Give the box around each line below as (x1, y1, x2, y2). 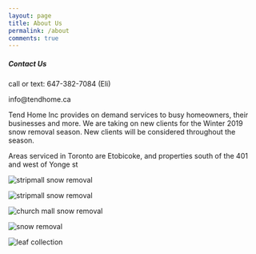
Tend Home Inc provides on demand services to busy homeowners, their (8, 110, 249, 120)
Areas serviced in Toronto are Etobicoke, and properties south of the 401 (8, 151, 248, 161)
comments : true (8, 34, 59, 42)
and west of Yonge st (8, 159, 78, 169)
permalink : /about (8, 26, 70, 34)
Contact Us (8, 58, 47, 68)
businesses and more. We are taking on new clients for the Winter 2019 (8, 119, 243, 128)
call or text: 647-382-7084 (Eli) (8, 79, 111, 89)
